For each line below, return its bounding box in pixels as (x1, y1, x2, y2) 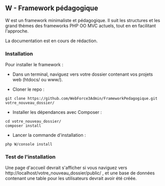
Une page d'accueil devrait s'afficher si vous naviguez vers (5, 165, 127, 171)
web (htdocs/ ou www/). (12, 77, 63, 83)
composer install (5, 123, 41, 128)
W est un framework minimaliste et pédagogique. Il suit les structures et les (5, 17, 160, 23)
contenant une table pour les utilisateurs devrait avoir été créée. (5, 175, 137, 181)
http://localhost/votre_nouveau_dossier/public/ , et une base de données (5, 170, 155, 176)
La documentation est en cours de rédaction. (5, 38, 98, 44)
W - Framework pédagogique (5, 4, 98, 13)
